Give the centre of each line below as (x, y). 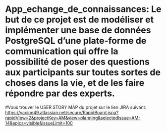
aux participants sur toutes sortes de (83, 72)
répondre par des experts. (60, 94)
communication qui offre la (62, 51)
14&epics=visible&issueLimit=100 (39, 123)
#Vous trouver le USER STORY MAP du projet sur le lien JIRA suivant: (76, 107)
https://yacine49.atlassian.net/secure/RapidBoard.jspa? (62, 112)
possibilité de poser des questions (77, 62)
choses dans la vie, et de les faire (75, 83)
